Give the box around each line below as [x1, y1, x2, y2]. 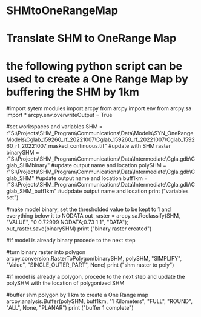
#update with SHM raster [108, 142, 171, 150]
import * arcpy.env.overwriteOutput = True [6, 112, 113, 119]
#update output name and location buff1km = [35, 175, 148, 182]
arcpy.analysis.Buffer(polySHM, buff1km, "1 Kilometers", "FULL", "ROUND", [6, 298, 193, 305]
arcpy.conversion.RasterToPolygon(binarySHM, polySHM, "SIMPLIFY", [6, 255, 182, 262]
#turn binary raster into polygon [6, 249, 86, 256]
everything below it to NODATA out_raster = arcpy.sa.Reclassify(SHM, [6, 212, 180, 219]
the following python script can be [6, 59, 183, 73]
